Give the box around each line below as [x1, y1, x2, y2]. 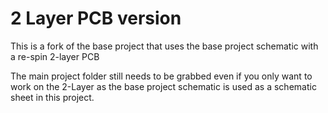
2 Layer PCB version [10, 7, 182, 30]
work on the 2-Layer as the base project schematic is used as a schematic [10, 80, 317, 92]
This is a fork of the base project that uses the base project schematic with [10, 40, 319, 52]
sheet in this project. [10, 91, 95, 103]
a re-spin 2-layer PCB [10, 50, 100, 62]
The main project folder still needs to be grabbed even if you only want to [10, 70, 313, 82]
